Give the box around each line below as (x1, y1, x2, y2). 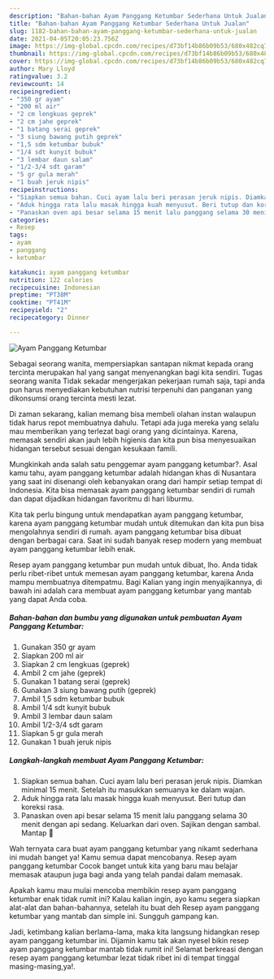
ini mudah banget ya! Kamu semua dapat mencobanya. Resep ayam (9, 852, 237, 862)
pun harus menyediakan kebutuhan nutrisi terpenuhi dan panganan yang (9, 384, 253, 394)
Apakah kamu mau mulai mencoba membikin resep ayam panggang (9, 885, 237, 895)
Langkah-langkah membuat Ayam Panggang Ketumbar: (9, 756, 204, 765)
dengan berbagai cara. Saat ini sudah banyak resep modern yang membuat (9, 535, 263, 545)
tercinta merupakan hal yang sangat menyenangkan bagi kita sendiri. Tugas (9, 367, 263, 377)
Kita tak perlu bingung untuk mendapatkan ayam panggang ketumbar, (9, 509, 244, 519)
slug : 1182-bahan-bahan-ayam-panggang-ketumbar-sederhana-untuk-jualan (9, 27, 257, 35)
